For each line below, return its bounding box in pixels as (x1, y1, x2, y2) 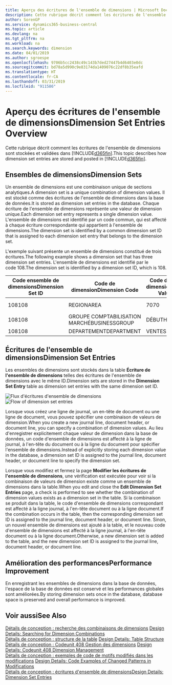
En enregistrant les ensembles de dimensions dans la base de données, (5, 580, 157, 586)
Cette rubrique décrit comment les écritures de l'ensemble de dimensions (5, 145, 161, 151)
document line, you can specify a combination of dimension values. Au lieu (5, 425, 164, 431)
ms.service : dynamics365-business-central (5, 22, 97, 27)
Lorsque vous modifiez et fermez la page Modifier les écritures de (5, 468, 147, 474)
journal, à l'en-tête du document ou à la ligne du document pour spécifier (5, 441, 160, 448)
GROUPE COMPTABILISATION (68, 313, 141, 320)
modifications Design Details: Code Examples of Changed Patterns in (5, 657, 151, 664)
